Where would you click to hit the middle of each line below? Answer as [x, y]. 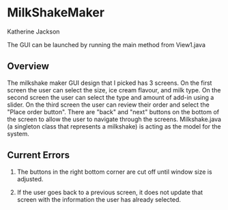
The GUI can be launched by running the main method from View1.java [106, 44]
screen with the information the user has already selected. [99, 199]
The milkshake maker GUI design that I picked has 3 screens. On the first [110, 83]
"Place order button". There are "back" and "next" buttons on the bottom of [113, 111]
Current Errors [39, 155]
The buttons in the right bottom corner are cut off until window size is [115, 172]
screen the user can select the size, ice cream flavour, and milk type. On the [114, 90]
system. [18, 133]
